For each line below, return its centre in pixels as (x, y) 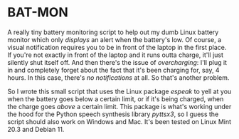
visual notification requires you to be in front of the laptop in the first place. (117, 47)
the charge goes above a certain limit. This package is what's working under (119, 106)
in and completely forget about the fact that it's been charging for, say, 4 (113, 70)
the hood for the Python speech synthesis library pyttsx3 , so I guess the (113, 114)
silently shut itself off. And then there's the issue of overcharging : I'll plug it (117, 62)
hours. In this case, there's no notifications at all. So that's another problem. (118, 77)
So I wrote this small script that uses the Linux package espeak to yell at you (119, 91)
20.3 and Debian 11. (36, 129)
